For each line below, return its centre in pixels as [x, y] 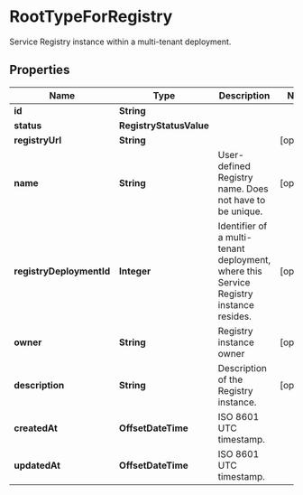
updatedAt [37, 465]
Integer [135, 271]
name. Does [243, 189]
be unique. [240, 211]
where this [240, 271]
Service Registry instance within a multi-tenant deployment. [120, 42]
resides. [235, 316]
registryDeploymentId [62, 271]
